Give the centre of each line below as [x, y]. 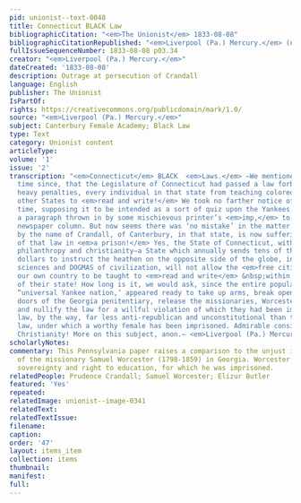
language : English [43, 84]
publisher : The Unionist [56, 92]
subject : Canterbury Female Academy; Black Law [100, 126]
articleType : [34, 151]
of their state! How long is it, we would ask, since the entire [142, 284]
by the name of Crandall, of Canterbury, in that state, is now [140, 234]
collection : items [43, 460]
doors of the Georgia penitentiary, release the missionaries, [138, 301]
